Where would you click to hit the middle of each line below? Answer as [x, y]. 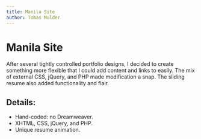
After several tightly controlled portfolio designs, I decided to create [90, 64]
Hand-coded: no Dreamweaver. [54, 117]
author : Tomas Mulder [33, 18]
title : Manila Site [31, 12]
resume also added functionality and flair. [58, 83]
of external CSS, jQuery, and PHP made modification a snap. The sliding [95, 77]
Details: [21, 102]
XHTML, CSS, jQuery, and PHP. [54, 123]
